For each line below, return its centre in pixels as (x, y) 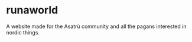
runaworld (32, 10)
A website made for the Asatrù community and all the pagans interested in (96, 26)
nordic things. (23, 32)
